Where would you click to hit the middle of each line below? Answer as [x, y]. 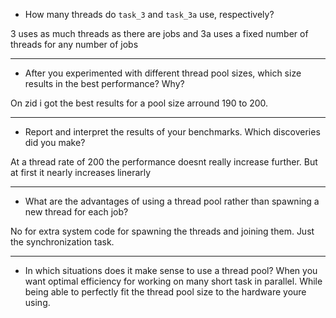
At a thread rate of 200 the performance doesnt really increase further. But [164, 162]
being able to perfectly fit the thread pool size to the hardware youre [165, 292]
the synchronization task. [62, 242]
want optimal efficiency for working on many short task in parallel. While [173, 281]
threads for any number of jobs [74, 44]
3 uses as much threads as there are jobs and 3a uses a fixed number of [159, 33]
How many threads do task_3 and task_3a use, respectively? [149, 14]
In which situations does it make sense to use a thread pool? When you [171, 270]
